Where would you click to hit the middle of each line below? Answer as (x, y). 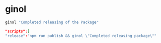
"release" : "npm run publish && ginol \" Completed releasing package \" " (81, 36)
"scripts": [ (17, 31)
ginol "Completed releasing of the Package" (52, 22)
